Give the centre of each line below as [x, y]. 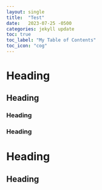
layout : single [25, 12]
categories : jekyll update [40, 29]
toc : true [19, 35]
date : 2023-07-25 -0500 [39, 23]
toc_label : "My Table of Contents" [51, 40]
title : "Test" [25, 18]
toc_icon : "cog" [27, 46]
